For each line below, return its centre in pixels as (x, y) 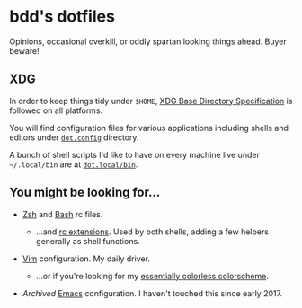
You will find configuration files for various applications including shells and (149, 128)
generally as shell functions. (88, 241)
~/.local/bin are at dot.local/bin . (74, 164)
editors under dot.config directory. (74, 137)
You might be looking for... (85, 193)
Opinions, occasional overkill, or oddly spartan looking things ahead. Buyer (148, 41)
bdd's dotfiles (62, 17)
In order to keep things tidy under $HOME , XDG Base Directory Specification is (151, 101)
